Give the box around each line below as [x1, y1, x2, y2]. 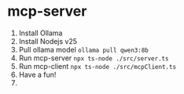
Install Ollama [18, 28, 63, 38]
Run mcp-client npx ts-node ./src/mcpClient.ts [18, 61, 177, 70]
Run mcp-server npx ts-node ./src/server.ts [18, 53, 169, 63]
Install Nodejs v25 [18, 36, 78, 45]
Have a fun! [18, 70, 57, 79]
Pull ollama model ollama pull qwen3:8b [18, 45, 149, 54]
